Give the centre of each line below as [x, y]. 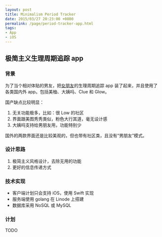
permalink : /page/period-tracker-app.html [49, 23]
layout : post [18, 10]
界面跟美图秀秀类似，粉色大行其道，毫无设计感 [60, 118]
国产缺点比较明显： [25, 102]
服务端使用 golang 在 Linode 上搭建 [48, 199]
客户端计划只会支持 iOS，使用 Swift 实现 [53, 193]
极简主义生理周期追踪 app [44, 59]
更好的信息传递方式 [32, 167]
